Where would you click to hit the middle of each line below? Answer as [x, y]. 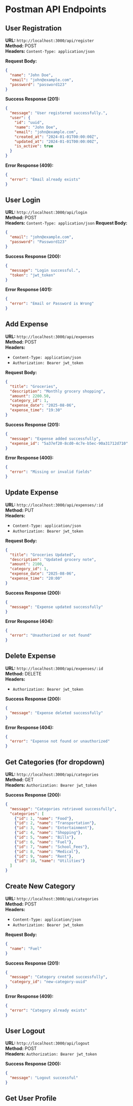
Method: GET [20, 779]
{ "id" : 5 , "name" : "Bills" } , [45, 838]
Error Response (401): [29, 290]
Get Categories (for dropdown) [55, 762]
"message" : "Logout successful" [44, 1078]
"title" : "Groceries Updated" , [43, 555]
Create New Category [40, 886]
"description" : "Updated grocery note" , [53, 559]
